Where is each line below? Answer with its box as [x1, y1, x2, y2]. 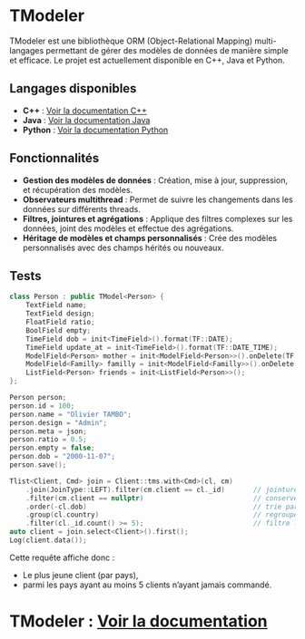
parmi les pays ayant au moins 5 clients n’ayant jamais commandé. [22, 579, 272, 590]
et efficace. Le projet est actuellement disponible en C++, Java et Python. [9, 54, 286, 65]
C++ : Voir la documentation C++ [22, 105, 148, 116]
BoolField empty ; [25, 325, 92, 335]
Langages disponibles [9, 81, 137, 96]
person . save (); [9, 460, 67, 470]
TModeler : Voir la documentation [9, 611, 268, 632]
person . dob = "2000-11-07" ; [9, 452, 116, 461]
